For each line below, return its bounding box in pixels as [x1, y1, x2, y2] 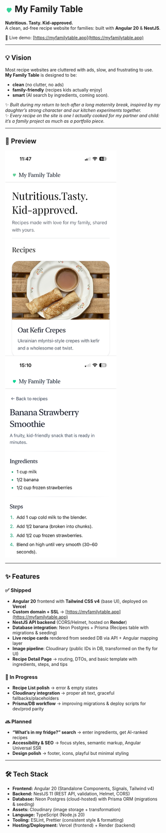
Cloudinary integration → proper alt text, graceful [12, 690, 115, 696]
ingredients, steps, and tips [12, 661, 68, 667]
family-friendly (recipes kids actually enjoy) [12, 87, 103, 92]
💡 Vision [5, 53, 32, 62]
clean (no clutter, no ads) [12, 82, 64, 88]
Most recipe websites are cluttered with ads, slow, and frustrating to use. [5, 67, 154, 73]
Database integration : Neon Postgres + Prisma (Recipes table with [12, 624, 149, 630]
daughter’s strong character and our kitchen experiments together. [5, 107, 142, 113]
